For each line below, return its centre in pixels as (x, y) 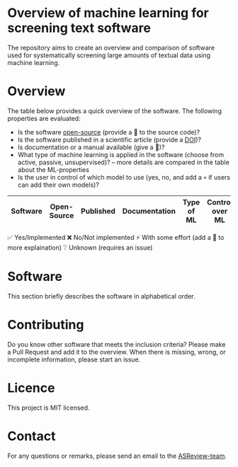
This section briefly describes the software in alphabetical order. (101, 296)
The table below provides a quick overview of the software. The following (114, 110)
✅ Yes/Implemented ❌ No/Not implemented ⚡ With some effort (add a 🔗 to (116, 237)
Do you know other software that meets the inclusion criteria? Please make (117, 344)
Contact (32, 436)
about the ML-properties (53, 169)
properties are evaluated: (44, 118)
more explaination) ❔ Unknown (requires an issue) (80, 247)
